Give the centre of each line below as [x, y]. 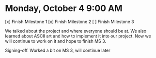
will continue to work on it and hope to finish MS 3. [56, 41]
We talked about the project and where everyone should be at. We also [76, 31]
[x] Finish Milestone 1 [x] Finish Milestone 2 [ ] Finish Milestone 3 [70, 22]
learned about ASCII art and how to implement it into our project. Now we [78, 36]
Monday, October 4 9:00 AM [64, 8]
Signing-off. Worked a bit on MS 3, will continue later [58, 50]
